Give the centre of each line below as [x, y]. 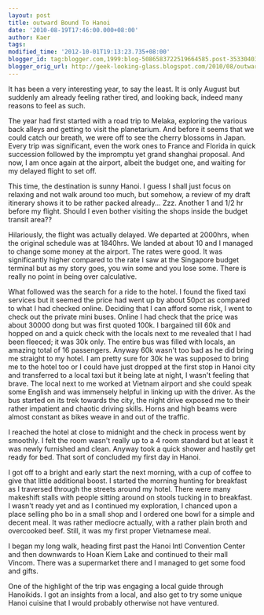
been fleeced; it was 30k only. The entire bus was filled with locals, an [122, 342]
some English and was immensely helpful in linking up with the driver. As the [132, 392]
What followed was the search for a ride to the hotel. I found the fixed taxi [127, 291]
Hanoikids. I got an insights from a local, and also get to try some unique [125, 595]
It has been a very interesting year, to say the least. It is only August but [124, 89]
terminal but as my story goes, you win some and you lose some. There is [127, 268]
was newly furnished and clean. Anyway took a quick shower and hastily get [132, 448]
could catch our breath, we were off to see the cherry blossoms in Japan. [127, 137]
